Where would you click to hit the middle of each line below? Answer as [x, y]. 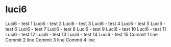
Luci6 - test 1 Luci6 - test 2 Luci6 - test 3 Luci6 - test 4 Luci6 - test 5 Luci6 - [86, 24]
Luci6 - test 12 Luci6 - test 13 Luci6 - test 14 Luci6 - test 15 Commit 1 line [82, 34]
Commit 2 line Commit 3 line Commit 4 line [50, 40]
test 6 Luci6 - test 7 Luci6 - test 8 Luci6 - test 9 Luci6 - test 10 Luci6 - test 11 [86, 29]
